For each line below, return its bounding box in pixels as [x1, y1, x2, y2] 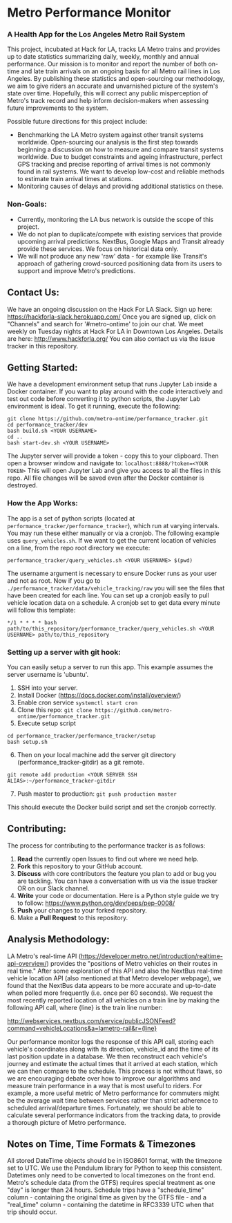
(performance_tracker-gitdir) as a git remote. [17, 758, 145, 766]
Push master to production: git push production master [17, 790, 177, 798]
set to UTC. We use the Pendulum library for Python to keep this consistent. [7, 1164, 222, 1173]
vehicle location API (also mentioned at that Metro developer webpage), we [7, 973, 222, 982]
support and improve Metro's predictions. [17, 266, 136, 274]
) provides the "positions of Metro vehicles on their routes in [46, 959, 217, 967]
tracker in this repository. [7, 342, 79, 350]
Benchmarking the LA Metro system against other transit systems [17, 131, 204, 139]
